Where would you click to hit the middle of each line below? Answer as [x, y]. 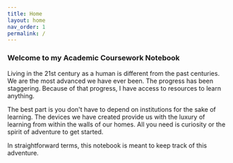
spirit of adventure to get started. [55, 131]
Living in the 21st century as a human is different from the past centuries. [114, 73]
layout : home [26, 20]
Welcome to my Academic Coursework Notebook [94, 58]
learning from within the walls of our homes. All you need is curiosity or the [116, 124]
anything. [21, 96]
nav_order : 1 [26, 27]
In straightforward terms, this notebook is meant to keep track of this [107, 145]
